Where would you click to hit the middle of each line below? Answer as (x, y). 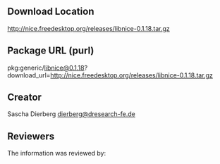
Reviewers (31, 136)
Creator (25, 97)
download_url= (29, 75)
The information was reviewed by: (57, 153)
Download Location (51, 12)
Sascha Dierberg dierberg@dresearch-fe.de (72, 114)
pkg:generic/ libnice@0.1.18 (46, 68)
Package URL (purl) (51, 51)
